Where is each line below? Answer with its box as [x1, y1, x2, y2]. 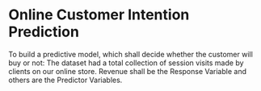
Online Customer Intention [8, 6, 190, 24]
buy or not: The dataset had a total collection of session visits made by [8, 58, 244, 68]
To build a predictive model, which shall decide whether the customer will [8, 49, 253, 59]
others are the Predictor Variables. [8, 75, 123, 85]
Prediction [8, 23, 79, 41]
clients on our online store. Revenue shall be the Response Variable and [8, 66, 246, 76]
